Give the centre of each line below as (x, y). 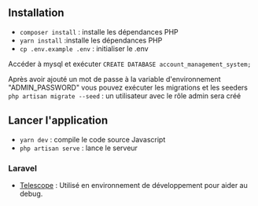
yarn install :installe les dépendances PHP (91, 40)
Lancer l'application (58, 121)
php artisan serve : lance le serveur (78, 148)
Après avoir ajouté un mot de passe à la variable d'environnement (115, 79)
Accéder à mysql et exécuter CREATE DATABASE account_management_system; (130, 64)
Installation (36, 13)
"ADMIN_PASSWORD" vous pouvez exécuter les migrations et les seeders (128, 87)
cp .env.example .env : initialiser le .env (84, 48)
